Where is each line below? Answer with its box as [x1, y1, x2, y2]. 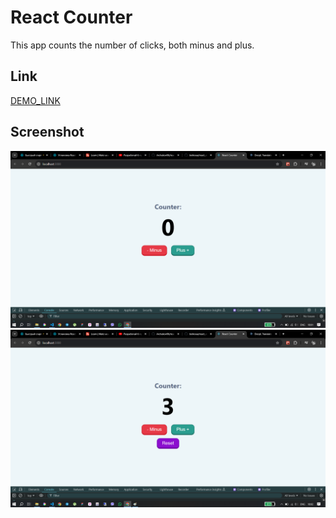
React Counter [10, 6, 133, 29]
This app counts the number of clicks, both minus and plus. [10, 39, 255, 51]
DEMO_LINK [10, 94, 61, 106]
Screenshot [10, 124, 85, 141]
